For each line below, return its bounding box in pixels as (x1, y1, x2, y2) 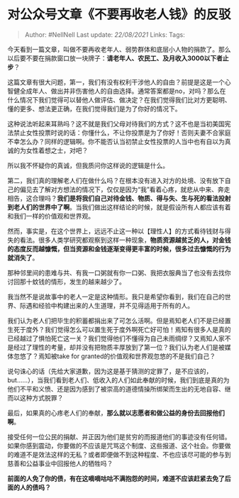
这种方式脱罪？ (19, 393, 64, 402)
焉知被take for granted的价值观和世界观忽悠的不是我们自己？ (38, 352, 216, 360)
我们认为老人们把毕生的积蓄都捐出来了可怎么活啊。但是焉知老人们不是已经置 (7, 316, 231, 325)
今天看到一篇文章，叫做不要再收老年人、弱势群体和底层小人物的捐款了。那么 (7, 45, 231, 53)
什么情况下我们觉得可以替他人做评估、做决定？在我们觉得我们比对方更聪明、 (7, 95, 231, 104)
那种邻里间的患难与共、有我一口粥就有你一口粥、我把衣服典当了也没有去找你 (7, 268, 231, 277)
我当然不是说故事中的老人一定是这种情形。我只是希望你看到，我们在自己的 (7, 292, 225, 301)
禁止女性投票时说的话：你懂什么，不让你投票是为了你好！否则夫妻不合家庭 (13, 128, 231, 137)
